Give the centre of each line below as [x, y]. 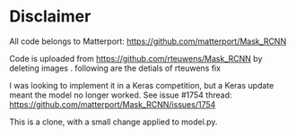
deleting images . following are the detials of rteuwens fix [115, 68]
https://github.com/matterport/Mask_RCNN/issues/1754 [113, 104]
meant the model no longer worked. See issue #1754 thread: [121, 95]
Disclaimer [50, 17]
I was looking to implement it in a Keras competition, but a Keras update [142, 85]
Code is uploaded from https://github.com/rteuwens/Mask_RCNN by [136, 58]
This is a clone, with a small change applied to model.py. [113, 122]
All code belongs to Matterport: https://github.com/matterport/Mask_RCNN [148, 41]
